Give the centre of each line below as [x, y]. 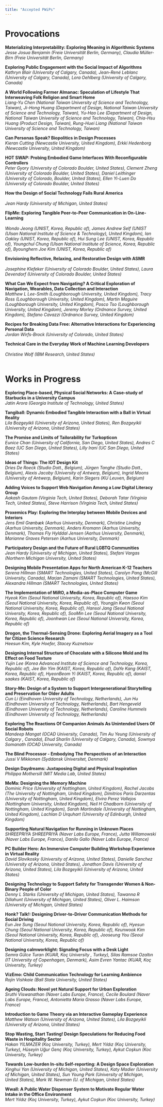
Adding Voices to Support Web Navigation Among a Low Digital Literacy [79, 487]
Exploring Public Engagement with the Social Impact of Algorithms [73, 67]
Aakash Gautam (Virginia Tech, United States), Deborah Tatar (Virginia [76, 497]
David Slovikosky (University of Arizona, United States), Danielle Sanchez [79, 859]
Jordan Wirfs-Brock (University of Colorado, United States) [64, 334]
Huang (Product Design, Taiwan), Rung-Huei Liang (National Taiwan [74, 123]
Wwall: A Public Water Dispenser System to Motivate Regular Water [75, 1089]
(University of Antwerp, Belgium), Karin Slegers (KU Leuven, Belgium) [75, 478]
